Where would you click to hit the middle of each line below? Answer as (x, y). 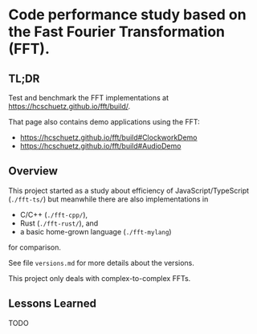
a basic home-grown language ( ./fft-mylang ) (96, 231)
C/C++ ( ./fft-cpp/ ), (54, 214)
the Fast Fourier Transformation (116, 32)
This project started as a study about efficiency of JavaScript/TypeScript (129, 190)
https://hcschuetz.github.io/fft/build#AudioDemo (100, 146)
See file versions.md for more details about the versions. (102, 263)
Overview (33, 171)
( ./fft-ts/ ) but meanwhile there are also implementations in (108, 199)
